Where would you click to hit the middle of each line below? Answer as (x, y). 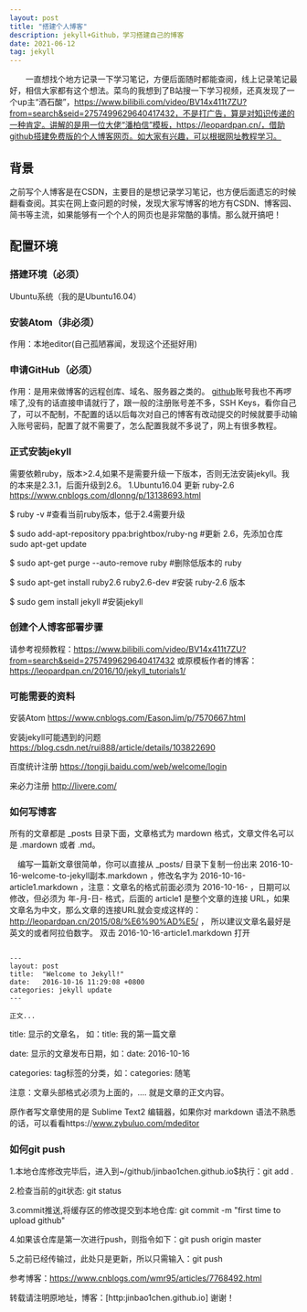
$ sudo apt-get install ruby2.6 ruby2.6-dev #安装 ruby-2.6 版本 (127, 582)
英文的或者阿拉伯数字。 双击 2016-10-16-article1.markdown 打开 (130, 933)
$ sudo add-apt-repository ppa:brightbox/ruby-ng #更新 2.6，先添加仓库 (146, 533)
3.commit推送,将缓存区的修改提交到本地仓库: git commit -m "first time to (145, 1210)
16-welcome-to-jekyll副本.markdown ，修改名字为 (104, 876)
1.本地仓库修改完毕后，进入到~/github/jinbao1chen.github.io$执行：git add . (152, 1171)
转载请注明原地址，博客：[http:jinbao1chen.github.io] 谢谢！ (122, 1297)
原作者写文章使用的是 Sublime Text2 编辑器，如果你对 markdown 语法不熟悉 (153, 1112)
